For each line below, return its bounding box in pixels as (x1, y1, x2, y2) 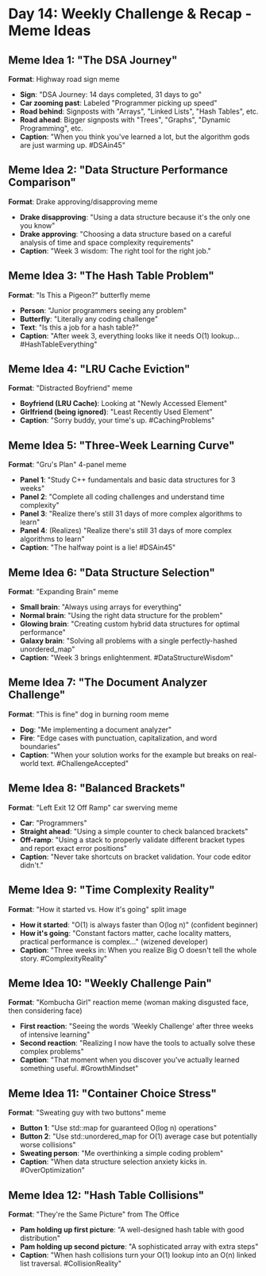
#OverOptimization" (19, 1166, 86, 1175)
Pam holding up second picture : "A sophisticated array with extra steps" (19, 1241, 259, 1251)
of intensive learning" (19, 1030, 91, 1039)
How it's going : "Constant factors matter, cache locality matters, (19, 928, 232, 938)
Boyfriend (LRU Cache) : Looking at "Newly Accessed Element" (19, 399, 228, 408)
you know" (19, 220, 56, 230)
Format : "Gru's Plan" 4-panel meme (8, 460, 127, 470)
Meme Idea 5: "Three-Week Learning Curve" (8, 439, 235, 452)
